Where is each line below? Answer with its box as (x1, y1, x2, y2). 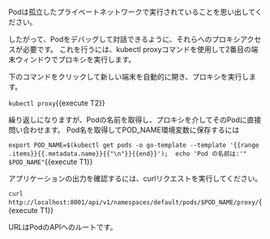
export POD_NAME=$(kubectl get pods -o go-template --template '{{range (8, 141, 259, 149)
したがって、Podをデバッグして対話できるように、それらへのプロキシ (8, 35, 241, 44)
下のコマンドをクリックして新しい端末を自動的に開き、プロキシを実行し (8, 72, 250, 81)
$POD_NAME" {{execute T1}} (8, 157, 93, 166)
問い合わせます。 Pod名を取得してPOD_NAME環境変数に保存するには (8, 125, 240, 134)
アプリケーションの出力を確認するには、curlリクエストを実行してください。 (8, 173, 263, 183)
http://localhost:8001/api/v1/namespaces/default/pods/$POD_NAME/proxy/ (8, 198, 259, 207)
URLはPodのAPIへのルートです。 (8, 222, 118, 232)
